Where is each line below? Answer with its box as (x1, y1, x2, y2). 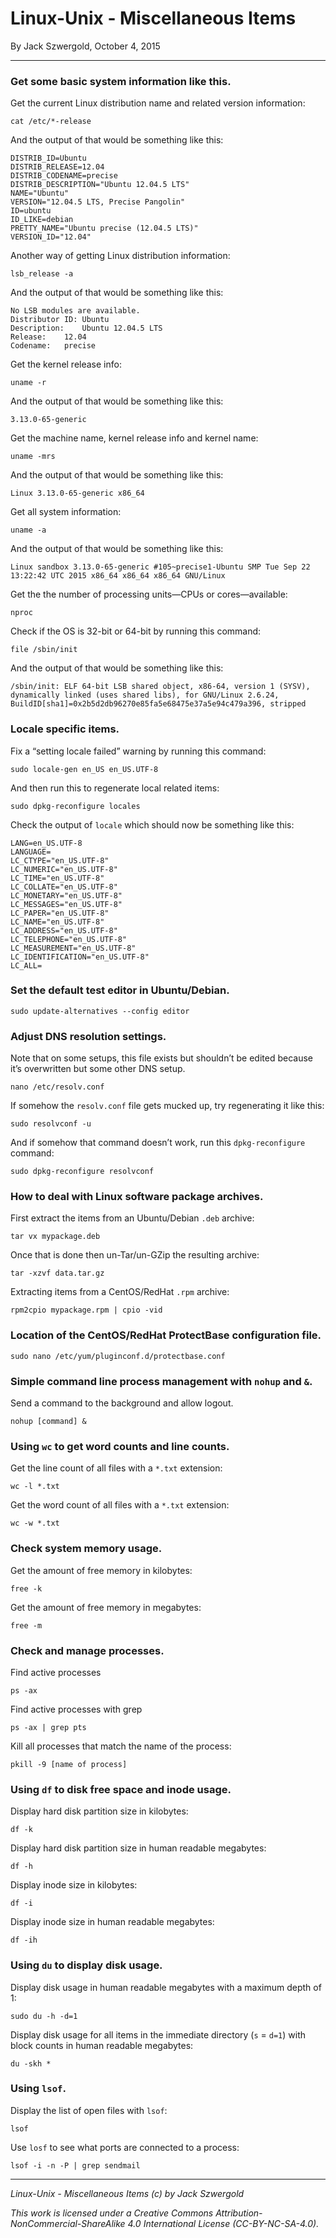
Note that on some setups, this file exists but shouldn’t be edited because (10, 1052, 314, 1064)
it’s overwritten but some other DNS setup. (10, 1063, 186, 1075)
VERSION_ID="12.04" (10, 232, 92, 242)
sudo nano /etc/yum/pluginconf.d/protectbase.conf (10, 1351, 226, 1361)
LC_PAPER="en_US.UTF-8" (10, 908, 110, 918)
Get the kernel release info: (10, 358, 122, 371)
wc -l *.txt (10, 1482, 60, 1492)
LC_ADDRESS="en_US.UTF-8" (10, 925, 118, 936)
